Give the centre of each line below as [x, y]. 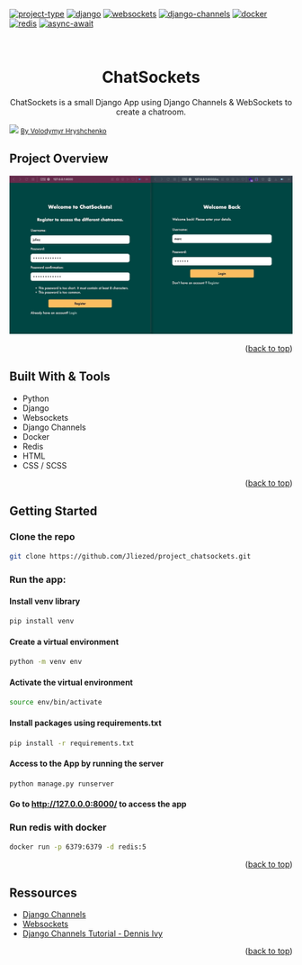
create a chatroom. [151, 112]
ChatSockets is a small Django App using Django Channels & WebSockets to [151, 102]
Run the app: [38, 579]
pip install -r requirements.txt [72, 743]
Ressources [44, 892]
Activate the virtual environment [71, 682]
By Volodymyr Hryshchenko [63, 131]
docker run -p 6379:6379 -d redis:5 [78, 847]
